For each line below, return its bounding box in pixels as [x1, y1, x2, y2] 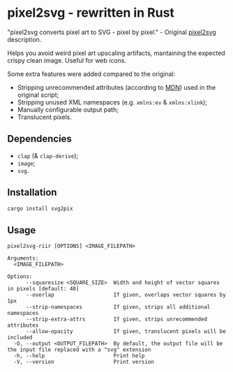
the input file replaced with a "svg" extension [7, 346, 151, 353]
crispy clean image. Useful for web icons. [7, 56, 127, 64]
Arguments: [7, 255, 39, 262]
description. [7, 35, 42, 43]
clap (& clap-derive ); [17, 151, 79, 160]
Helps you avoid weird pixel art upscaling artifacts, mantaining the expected [7, 49, 225, 57]
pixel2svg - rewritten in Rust [7, 5, 174, 21]
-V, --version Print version [13, 359, 155, 366]
